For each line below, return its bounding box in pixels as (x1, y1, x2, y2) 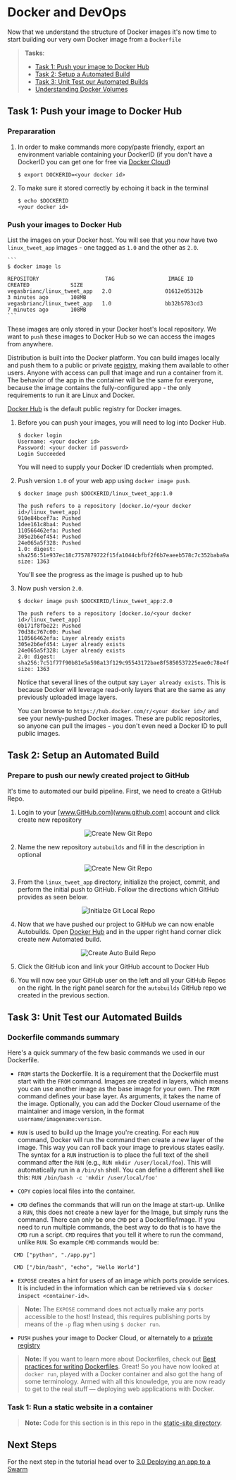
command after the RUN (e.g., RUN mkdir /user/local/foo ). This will (17, 1158, 211, 1167)
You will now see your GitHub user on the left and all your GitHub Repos (17, 976, 226, 984)
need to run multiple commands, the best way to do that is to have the (17, 1223, 221, 1232)
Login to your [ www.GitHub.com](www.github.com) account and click (17, 808, 221, 816)
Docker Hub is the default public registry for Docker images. (7, 404, 182, 413)
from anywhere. (7, 339, 54, 348)
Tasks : (24, 49, 45, 57)
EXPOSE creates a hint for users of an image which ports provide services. (17, 1276, 230, 1285)
